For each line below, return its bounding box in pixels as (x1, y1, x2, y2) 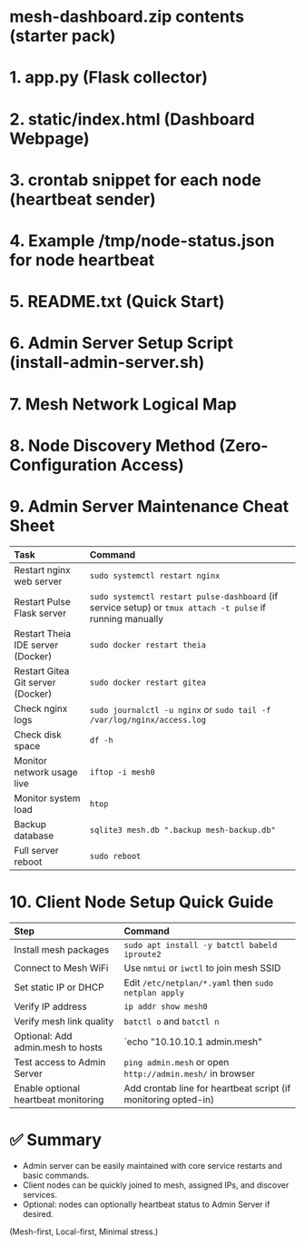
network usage (14, 766, 79, 778)
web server (14, 575, 63, 588)
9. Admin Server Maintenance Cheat (9, 496, 289, 517)
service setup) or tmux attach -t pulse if (89, 601, 266, 614)
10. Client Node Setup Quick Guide (9, 892, 274, 912)
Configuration (9, 454, 118, 475)
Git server (14, 676, 56, 688)
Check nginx (14, 702, 68, 715)
